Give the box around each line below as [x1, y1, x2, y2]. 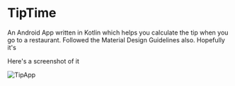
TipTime [7, 5, 57, 21]
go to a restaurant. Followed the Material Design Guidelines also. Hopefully [7, 35, 225, 44]
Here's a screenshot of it [7, 56, 79, 65]
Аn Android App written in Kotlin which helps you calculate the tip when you [7, 28, 229, 37]
